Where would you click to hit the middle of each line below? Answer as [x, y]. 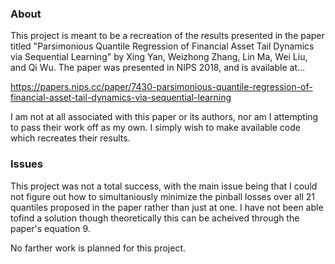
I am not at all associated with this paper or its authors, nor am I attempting [164, 117]
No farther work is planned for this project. [98, 248]
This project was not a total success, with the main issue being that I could [164, 186]
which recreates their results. [70, 138]
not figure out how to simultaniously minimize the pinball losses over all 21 [162, 196]
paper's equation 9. [50, 228]
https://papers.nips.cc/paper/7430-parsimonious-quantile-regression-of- [161, 87]
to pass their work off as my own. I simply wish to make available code [155, 128]
